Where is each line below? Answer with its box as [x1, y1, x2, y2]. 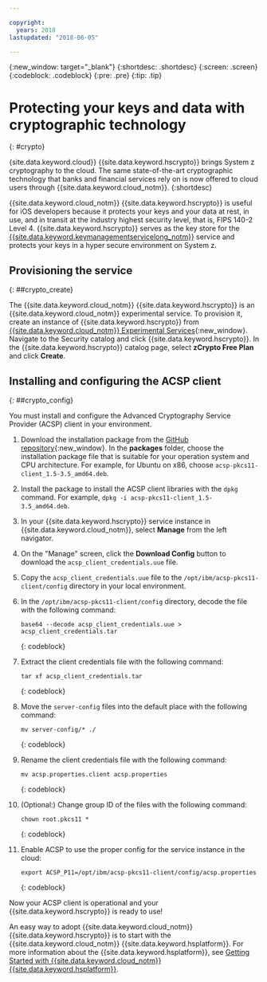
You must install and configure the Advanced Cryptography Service [9, 410, 231, 420]
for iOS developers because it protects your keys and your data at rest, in [9, 206, 249, 216]
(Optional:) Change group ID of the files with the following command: [20, 799, 247, 809]
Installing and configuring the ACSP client [9, 374, 222, 387]
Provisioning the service [9, 264, 133, 277]
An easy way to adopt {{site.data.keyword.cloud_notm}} [9, 921, 194, 931]
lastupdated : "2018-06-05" [9, 33, 99, 41]
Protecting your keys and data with [9, 99, 245, 116]
